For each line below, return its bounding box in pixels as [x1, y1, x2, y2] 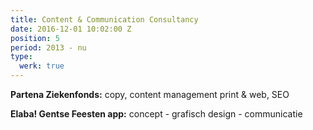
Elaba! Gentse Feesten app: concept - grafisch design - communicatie [10, 108, 303, 120]
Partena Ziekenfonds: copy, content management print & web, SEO [10, 89, 290, 100]
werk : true [19, 61, 65, 71]
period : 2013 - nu [10, 42, 87, 53]
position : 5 [10, 33, 60, 43]
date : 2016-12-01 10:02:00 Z [10, 24, 132, 34]
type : [10, 52, 33, 62]
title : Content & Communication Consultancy [10, 14, 199, 25]
